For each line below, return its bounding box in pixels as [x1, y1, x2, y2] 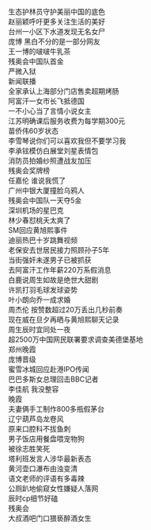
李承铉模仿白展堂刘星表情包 [8, 146, 99, 155]
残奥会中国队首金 [8, 56, 64, 66]
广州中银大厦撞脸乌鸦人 [8, 186, 85, 195]
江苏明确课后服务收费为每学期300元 [8, 116, 126, 126]
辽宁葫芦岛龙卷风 [8, 414, 64, 424]
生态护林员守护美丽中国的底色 [8, 7, 105, 16]
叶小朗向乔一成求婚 [8, 295, 71, 304]
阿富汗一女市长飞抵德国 [8, 96, 85, 106]
